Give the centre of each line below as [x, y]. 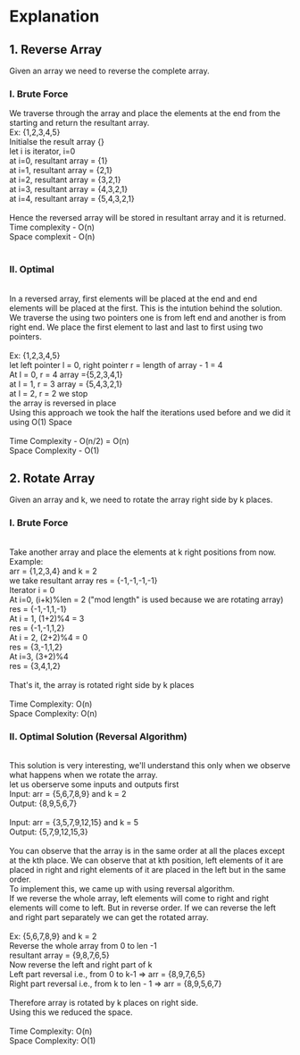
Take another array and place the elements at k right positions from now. [143, 552]
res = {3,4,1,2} [35, 666]
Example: [26, 561]
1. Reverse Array [56, 50]
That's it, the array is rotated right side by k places [102, 684]
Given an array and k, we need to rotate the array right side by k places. [141, 500]
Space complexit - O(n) [52, 237]
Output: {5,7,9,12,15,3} [49, 832]
